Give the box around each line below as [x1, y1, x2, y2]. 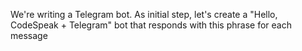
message [10, 30, 48, 41]
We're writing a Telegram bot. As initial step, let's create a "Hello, [10, 9, 278, 20]
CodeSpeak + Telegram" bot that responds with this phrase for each [10, 19, 292, 31]
